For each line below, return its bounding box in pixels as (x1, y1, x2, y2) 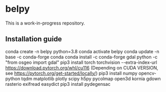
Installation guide (5, 35, 63, 43)
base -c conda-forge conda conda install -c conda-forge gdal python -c (5, 54, 158, 60)
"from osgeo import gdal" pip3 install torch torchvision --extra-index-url (5, 59, 157, 65)
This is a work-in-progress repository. (5, 20, 86, 26)
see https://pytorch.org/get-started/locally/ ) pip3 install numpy (5, 70, 138, 76)
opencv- (138, 70, 156, 76)
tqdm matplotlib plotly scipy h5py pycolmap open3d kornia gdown (21, 75, 161, 82)
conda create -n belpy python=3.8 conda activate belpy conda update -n (5, 48, 160, 54)
